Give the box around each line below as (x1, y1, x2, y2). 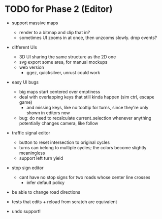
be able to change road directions (11, 189, 81, 195)
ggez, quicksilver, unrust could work (26, 69, 100, 75)
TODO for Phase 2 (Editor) (4, 3, 113, 15)
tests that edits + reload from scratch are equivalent (11, 199, 117, 205)
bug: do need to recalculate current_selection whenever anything (19, 115, 152, 121)
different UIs (11, 44, 37, 50)
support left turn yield (19, 155, 64, 161)
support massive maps (11, 20, 59, 26)
